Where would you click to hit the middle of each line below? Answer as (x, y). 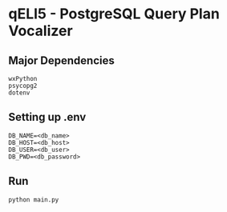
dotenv (19, 93)
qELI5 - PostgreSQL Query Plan (114, 14)
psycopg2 (23, 86)
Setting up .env (47, 117)
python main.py (34, 200)
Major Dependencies (61, 60)
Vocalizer (41, 31)
